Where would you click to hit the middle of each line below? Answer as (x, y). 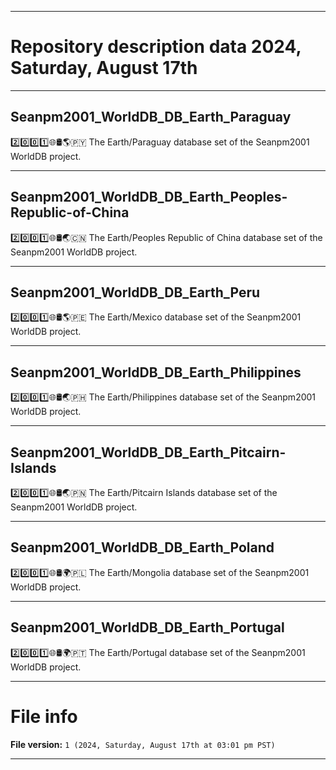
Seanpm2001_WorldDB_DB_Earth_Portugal (147, 627)
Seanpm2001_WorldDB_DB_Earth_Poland (142, 547)
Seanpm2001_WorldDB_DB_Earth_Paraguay (151, 117)
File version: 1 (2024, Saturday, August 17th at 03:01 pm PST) (143, 744)
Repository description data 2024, (156, 47)
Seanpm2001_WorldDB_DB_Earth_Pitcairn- (148, 452)
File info (44, 716)
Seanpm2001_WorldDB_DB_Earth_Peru (135, 292)
